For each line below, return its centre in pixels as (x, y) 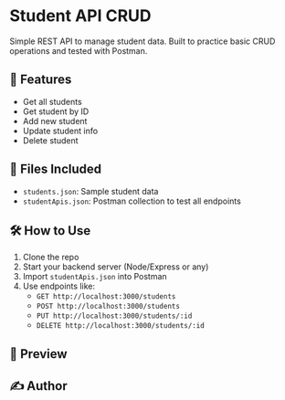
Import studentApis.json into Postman (95, 277)
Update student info (60, 131)
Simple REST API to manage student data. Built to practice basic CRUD (142, 41)
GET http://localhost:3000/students (106, 297)
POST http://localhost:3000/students (108, 307)
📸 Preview (38, 354)
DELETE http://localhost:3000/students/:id (121, 326)
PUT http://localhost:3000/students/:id (114, 316)
